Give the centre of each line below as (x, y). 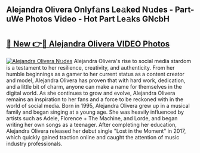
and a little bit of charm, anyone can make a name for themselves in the (94, 87)
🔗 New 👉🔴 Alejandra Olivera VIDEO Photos (88, 44)
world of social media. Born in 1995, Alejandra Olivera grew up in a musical (98, 106)
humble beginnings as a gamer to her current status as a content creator (96, 74)
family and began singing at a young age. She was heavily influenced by (95, 112)
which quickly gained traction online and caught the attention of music (93, 137)
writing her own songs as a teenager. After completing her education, (92, 125)
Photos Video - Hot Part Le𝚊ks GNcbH (98, 19)
